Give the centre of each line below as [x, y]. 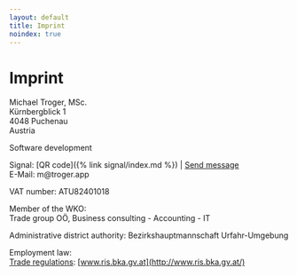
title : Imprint [37, 26]
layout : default [39, 17]
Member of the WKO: [48, 209]
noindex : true [35, 34]
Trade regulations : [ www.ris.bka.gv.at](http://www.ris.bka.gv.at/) [127, 262]
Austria [22, 130]
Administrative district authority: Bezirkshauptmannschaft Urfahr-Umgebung [149, 235]
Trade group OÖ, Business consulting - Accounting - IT [110, 218]
